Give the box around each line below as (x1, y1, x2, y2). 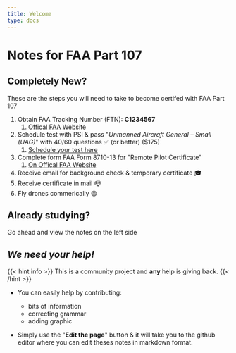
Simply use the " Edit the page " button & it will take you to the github (17, 330, 216, 339)
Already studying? (7, 209, 90, 221)
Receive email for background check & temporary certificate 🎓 (17, 168, 202, 177)
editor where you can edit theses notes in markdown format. (17, 338, 193, 347)
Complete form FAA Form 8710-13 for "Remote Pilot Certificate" (17, 153, 202, 161)
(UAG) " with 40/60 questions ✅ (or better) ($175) (17, 137, 161, 146)
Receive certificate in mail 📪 (17, 179, 101, 187)
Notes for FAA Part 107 (7, 47, 142, 63)
